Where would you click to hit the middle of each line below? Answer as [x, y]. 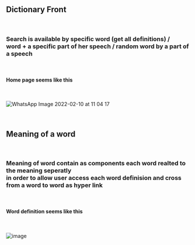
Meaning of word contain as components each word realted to [96, 164]
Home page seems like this [39, 80]
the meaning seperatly [39, 171]
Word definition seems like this [44, 212]
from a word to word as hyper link [55, 185]
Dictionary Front [36, 10]
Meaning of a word [41, 134]
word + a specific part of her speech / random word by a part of [97, 46]
